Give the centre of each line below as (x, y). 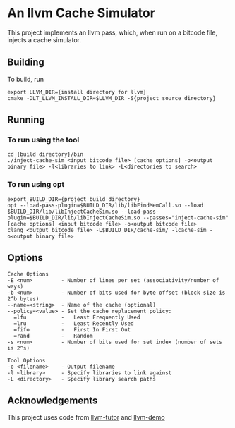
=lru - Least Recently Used (74, 323)
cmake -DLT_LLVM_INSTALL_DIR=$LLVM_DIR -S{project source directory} (112, 98)
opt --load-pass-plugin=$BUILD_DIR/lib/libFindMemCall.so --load (105, 205)
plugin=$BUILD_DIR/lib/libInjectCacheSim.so (74, 218)
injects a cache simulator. (44, 39)
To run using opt (36, 185)
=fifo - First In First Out (72, 329)
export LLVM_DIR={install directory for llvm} (77, 92)
